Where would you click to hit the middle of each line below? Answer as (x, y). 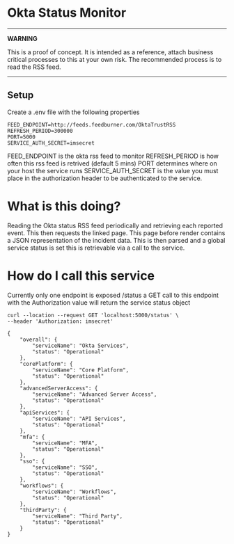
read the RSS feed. (34, 67)
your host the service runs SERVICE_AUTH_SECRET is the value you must (113, 170)
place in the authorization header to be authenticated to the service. (105, 178)
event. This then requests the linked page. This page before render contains (116, 233)
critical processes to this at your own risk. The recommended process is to (115, 59)
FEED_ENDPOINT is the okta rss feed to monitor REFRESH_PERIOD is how (113, 156)
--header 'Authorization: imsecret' (60, 321)
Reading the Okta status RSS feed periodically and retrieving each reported (115, 225)
